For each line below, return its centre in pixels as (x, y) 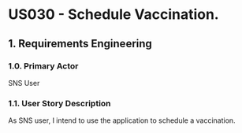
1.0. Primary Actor (43, 66)
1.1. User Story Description (60, 103)
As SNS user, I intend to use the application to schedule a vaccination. (122, 120)
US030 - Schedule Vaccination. (114, 15)
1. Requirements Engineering (80, 44)
